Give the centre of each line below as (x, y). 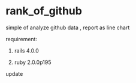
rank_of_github (44, 11)
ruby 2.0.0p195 (33, 62)
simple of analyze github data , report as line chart (68, 27)
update (14, 73)
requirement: (21, 39)
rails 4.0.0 (27, 50)
